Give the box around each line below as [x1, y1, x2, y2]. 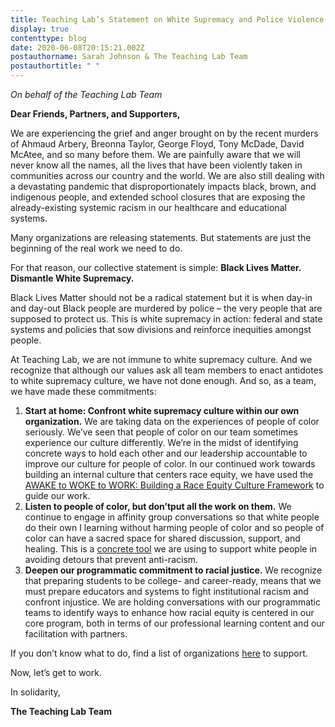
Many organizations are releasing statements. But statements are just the [10, 232, 312, 243]
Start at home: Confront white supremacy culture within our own [24, 405, 300, 416]
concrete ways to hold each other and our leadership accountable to [24, 447, 308, 459]
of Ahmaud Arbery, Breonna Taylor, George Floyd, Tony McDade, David [10, 138, 305, 150]
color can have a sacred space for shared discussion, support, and [24, 532, 301, 544]
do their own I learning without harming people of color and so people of [24, 522, 325, 533]
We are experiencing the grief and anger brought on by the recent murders [10, 127, 319, 139]
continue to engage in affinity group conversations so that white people [24, 511, 320, 523]
